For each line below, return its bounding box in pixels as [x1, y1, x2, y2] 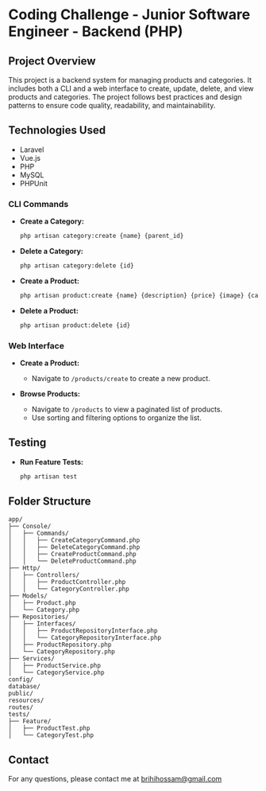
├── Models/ [8, 592, 48, 600]
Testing [8, 436, 47, 450]
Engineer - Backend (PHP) [8, 22, 183, 41]
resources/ [8, 696, 44, 705]
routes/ [8, 703, 34, 711]
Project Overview [8, 54, 96, 68]
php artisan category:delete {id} [19, 261, 134, 270]
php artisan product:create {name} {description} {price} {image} [19, 291, 245, 299]
